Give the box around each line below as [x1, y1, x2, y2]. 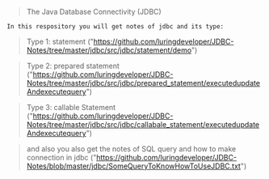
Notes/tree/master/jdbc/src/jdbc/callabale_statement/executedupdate [26, 120, 260, 129]
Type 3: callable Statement [26, 103, 116, 112]
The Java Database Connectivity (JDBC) [26, 7, 162, 16]
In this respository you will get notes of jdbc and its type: [6, 23, 225, 31]
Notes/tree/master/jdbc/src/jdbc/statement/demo [26, 45, 192, 55]
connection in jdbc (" [26, 153, 97, 162]
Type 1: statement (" [26, 36, 94, 46]
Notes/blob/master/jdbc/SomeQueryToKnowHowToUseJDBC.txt [26, 161, 241, 171]
